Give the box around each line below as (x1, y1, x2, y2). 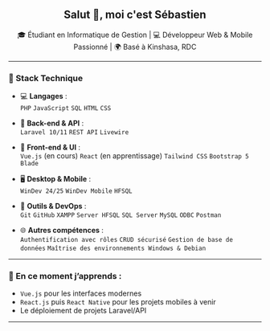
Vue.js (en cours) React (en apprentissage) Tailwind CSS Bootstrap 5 (19, 151, 249, 161)
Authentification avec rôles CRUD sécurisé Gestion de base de (19, 236, 233, 244)
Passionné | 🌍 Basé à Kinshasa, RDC (73, 42, 197, 51)
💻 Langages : (19, 92, 67, 101)
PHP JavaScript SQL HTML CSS (19, 104, 112, 112)
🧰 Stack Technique (8, 72, 83, 84)
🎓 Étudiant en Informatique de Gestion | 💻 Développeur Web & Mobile (17, 30, 253, 39)
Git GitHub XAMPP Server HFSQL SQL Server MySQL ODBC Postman (19, 211, 222, 219)
